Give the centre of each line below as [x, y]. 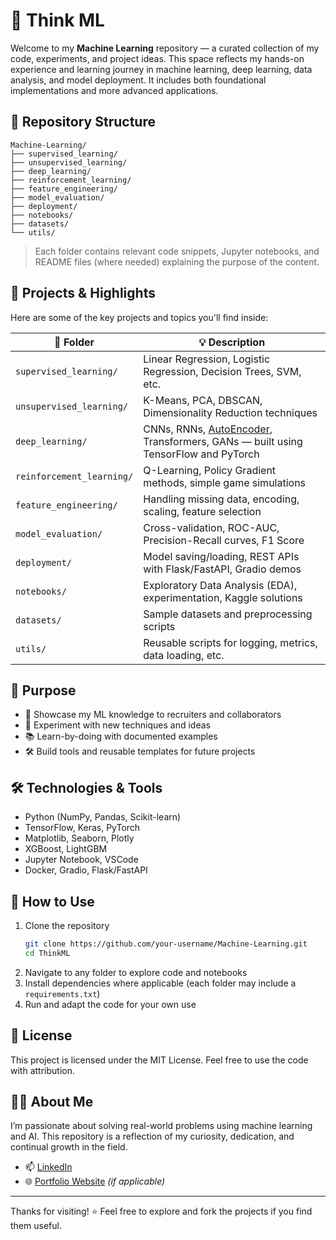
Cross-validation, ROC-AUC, [211, 527]
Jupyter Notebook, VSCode [81, 860]
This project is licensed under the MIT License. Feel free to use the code [159, 1060]
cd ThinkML [47, 953]
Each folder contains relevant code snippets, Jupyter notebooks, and [177, 251]
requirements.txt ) [62, 993]
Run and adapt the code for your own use [110, 1004]
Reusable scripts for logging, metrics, [230, 642]
